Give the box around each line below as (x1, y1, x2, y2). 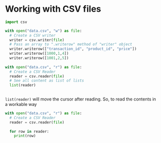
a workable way (5, 102, 37, 107)
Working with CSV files (5, 3, 101, 15)
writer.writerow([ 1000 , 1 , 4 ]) (9, 51, 69, 56)
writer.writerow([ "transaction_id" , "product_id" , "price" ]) (9, 46, 137, 52)
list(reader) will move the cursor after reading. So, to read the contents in (5, 96, 157, 102)
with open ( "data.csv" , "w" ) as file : (5, 28, 82, 33)
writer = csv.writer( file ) (9, 38, 65, 42)
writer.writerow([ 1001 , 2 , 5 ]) (9, 56, 69, 61)
